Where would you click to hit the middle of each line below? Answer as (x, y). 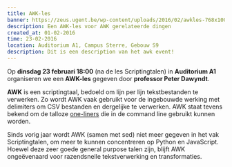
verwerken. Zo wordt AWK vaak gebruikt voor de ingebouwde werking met (113, 99)
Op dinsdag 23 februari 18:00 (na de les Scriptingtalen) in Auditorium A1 (112, 71)
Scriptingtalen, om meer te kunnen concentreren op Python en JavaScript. (113, 142)
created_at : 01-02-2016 (41, 33)
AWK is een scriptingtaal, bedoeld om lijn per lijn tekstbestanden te (103, 92)
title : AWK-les (29, 13)
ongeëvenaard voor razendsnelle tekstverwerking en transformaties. (105, 156)
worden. (19, 121)
